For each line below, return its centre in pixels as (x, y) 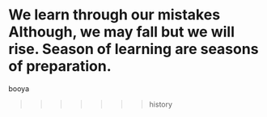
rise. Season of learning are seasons (133, 49)
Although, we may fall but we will (121, 32)
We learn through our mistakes (114, 15)
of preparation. (60, 67)
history (161, 104)
